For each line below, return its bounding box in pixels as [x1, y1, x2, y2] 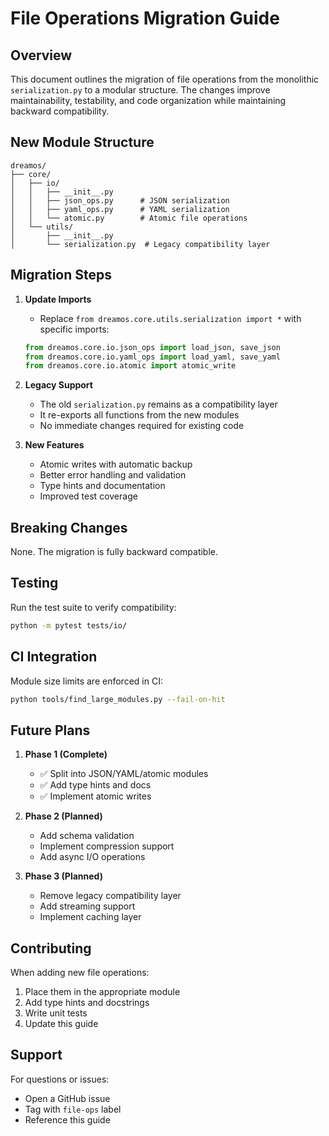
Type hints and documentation [39, 480, 166, 492]
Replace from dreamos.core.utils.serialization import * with [39, 312, 302, 324]
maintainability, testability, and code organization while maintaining [10, 95, 287, 106]
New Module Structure [10, 134, 155, 151]
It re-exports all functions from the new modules [39, 409, 240, 421]
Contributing [10, 940, 92, 957]
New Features [24, 439, 85, 451]
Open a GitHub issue [24, 1092, 111, 1104]
